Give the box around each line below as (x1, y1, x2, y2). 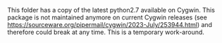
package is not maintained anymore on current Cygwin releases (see (7, 13, 208, 21)
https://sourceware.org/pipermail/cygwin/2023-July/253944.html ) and (7, 21, 213, 28)
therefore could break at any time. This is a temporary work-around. (7, 28, 204, 36)
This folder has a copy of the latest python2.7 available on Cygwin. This (7, 6, 215, 14)
